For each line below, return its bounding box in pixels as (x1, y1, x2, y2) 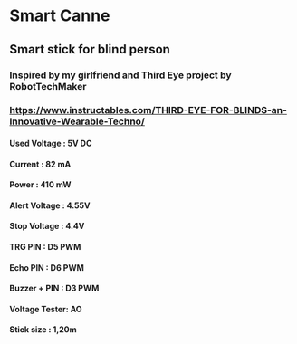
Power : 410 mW (9, 179, 72, 190)
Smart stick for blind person (9, 42, 170, 57)
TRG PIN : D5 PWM (9, 241, 81, 252)
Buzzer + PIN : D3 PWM (9, 282, 100, 294)
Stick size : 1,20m (9, 324, 77, 335)
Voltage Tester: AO (9, 303, 83, 314)
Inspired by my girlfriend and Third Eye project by (9, 69, 233, 81)
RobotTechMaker (9, 80, 87, 92)
